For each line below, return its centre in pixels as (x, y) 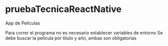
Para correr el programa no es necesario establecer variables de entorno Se (84, 32)
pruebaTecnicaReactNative (63, 9)
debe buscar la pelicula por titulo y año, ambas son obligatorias (71, 38)
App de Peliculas (23, 23)
